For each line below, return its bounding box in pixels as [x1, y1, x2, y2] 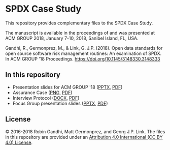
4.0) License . [5, 139, 33, 145]
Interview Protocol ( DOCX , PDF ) [12, 95, 80, 101]
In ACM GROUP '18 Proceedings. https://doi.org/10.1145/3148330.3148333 [5, 55, 161, 62]
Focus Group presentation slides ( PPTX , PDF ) [12, 100, 108, 106]
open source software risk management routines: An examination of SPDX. [5, 50, 161, 56]
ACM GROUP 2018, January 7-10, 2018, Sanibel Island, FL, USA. [5, 35, 139, 41]
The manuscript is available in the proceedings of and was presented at [5, 29, 155, 36]
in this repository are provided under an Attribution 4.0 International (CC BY [5, 134, 163, 140]
